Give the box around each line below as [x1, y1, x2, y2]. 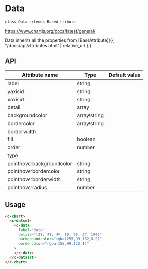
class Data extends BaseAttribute [5, 19, 76, 24]
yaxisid [7, 88, 24, 95]
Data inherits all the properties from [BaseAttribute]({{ [5, 37, 114, 43]
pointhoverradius [7, 184, 47, 191]
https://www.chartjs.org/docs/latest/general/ [5, 28, 96, 34]
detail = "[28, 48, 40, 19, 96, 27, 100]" [18, 232, 102, 237]
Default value [108, 71, 141, 78]
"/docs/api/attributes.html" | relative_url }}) [5, 42, 92, 48]
